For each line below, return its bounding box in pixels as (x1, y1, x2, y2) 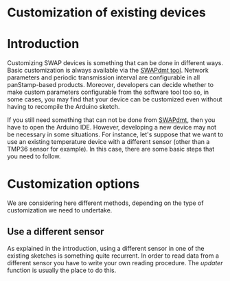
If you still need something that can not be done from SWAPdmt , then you (7, 116, 216, 124)
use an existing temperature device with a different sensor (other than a (7, 138, 210, 146)
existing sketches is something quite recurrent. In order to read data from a (7, 252, 220, 260)
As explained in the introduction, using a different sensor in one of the (7, 244, 205, 252)
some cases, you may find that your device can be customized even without (7, 95, 222, 103)
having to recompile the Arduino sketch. (7, 103, 120, 111)
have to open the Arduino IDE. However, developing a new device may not (7, 123, 217, 132)
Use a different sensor (7, 226, 104, 238)
